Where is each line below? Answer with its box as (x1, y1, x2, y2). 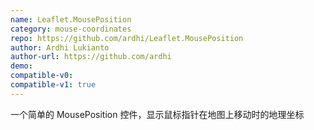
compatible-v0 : (10, 71, 74, 81)
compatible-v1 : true (10, 80, 97, 90)
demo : (10, 61, 33, 71)
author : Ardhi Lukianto (10, 42, 110, 53)
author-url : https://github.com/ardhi (10, 52, 172, 62)
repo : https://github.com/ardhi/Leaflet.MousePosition (10, 33, 244, 43)
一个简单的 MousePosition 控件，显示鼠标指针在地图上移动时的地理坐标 (10, 108, 305, 120)
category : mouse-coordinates (10, 24, 132, 34)
